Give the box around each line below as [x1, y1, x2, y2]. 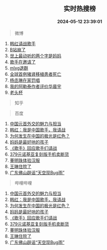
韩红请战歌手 [9, 41, 36, 46]
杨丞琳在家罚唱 [9, 77, 40, 83]
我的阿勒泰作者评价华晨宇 [9, 83, 62, 89]
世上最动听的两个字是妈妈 [9, 53, 62, 59]
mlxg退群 [9, 65, 28, 71]
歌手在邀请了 [9, 59, 36, 65]
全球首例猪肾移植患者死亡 [9, 71, 62, 77]
